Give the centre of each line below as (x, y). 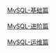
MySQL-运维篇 (28, 42)
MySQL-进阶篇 (28, 26)
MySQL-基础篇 (28, 10)
